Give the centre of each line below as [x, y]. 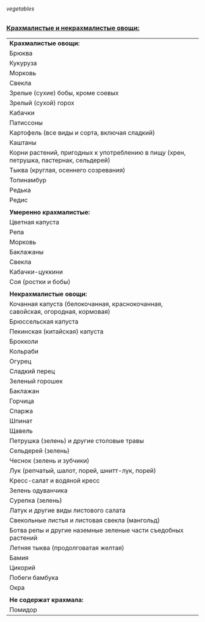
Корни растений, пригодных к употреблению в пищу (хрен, [98, 152]
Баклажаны [27, 252]
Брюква [21, 53]
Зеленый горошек [36, 381]
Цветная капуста [34, 222]
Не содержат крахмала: [46, 599]
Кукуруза [23, 63]
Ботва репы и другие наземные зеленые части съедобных [97, 530]
